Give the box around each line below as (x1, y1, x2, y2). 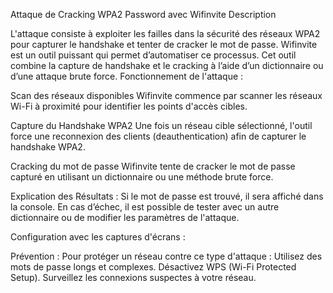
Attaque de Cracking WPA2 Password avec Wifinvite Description (10, 9, 277, 20)
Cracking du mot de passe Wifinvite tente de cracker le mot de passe (10, 160, 296, 172)
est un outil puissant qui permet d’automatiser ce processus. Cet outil (10, 49, 297, 61)
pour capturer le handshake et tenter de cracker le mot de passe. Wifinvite (10, 39, 318, 50)
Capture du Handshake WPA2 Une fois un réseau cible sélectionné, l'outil (10, 120, 313, 131)
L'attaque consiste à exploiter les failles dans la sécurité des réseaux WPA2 (10, 28, 321, 39)
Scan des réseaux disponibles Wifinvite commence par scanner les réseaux (10, 90, 323, 101)
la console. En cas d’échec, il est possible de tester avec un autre (10, 201, 280, 213)
